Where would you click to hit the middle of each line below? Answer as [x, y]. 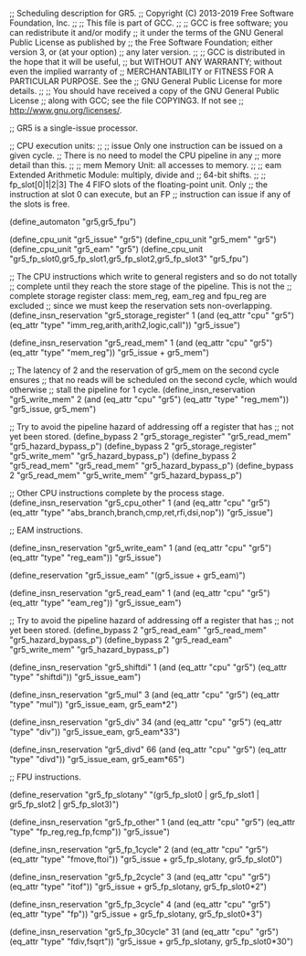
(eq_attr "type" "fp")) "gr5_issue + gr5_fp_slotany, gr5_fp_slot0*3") [136, 914]
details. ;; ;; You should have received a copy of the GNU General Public [145, 91]
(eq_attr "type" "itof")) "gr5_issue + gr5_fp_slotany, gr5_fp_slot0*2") [138, 887]
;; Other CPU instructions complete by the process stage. [117, 493]
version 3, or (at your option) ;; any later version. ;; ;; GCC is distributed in [148, 52]
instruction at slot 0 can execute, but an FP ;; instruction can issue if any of [150, 194]
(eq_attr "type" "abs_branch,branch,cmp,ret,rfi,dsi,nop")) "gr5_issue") [142, 512]
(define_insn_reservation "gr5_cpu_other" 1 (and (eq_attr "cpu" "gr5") [140, 503]
